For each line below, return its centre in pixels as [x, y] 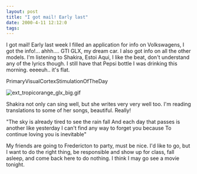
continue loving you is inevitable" [46, 134]
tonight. [15, 165]
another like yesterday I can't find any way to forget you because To [89, 128]
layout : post [22, 12]
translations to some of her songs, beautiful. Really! [69, 110]
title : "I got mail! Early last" [47, 17]
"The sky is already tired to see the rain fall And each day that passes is [93, 122]
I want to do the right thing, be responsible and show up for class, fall [90, 152]
